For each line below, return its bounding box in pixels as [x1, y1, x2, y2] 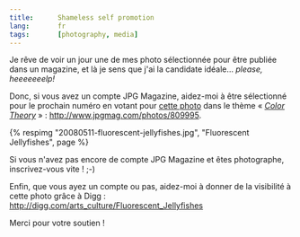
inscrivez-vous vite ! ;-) [9, 163, 96, 175]
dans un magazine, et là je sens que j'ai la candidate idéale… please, [9, 64, 263, 75]
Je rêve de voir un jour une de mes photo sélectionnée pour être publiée [9, 55, 277, 66]
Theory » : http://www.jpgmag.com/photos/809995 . [9, 110, 202, 121]
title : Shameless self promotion [9, 13, 154, 22]
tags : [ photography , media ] [9, 30, 139, 39]
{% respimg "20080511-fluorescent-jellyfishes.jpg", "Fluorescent [9, 127, 250, 138]
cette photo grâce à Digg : [9, 190, 106, 202]
